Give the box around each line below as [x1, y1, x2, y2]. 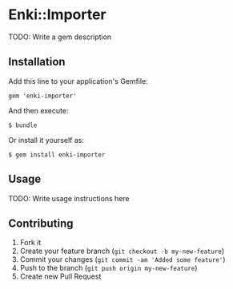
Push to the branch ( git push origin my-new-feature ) [19, 263, 198, 273]
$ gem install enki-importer [8, 150, 106, 159]
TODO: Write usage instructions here [8, 193, 130, 203]
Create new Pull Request [19, 271, 102, 281]
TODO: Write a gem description [8, 32, 112, 42]
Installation [8, 55, 66, 69]
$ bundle [8, 121, 38, 129]
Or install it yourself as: [8, 135, 84, 144]
